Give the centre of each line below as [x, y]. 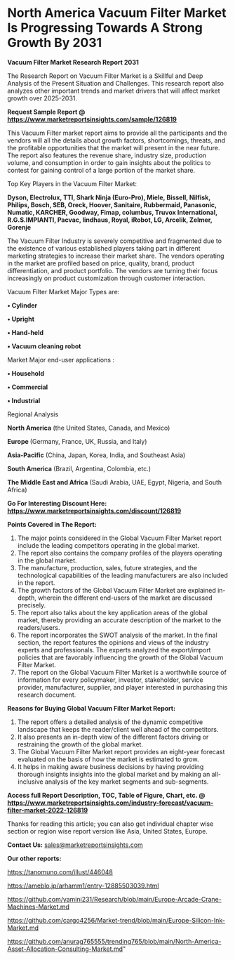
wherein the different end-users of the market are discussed [125, 598]
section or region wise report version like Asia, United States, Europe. [108, 831]
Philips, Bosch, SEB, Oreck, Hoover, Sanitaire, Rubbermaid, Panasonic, [112, 204]
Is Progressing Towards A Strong [105, 28]
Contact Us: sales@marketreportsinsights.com [75, 845]
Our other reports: [34, 858]
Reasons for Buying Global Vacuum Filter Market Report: [92, 708]
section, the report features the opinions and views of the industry [113, 642]
